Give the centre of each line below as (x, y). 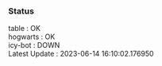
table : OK (25, 29)
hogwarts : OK (32, 37)
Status (21, 11)
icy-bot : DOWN (34, 45)
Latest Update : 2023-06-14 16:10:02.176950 (81, 54)
